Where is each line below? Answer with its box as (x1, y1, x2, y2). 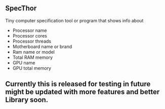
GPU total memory (12, 65, 52, 71)
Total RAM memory (12, 54, 53, 60)
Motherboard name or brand (12, 43, 72, 50)
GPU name (12, 59, 35, 65)
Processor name (12, 27, 47, 33)
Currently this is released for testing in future (5, 80, 151, 88)
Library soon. (5, 96, 49, 104)
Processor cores (12, 32, 47, 39)
